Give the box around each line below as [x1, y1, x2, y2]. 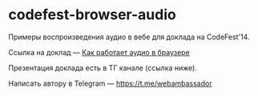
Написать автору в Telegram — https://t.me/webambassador [8, 78, 212, 88]
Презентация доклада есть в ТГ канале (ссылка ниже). [8, 62, 198, 73]
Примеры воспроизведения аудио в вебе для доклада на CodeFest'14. [8, 32, 250, 42]
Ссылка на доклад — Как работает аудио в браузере [8, 47, 190, 57]
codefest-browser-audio [8, 6, 176, 24]
